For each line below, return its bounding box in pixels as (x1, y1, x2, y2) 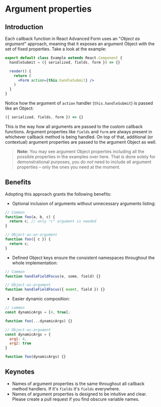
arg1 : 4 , (9, 336, 27, 341)
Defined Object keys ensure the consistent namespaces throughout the (12, 255, 155, 260)
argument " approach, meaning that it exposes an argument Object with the (5, 41, 155, 47)
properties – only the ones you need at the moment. (16, 164, 121, 170)
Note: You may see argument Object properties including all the (16, 148, 145, 154)
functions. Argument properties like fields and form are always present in (5, 129, 152, 134)
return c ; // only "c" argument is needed (9, 219, 97, 224)
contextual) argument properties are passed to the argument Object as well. (5, 139, 157, 145)
